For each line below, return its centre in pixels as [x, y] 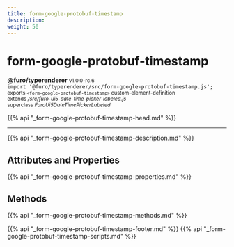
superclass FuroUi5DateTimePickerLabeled [59, 105]
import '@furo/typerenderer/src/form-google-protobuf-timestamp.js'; [110, 87]
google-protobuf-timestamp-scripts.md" [65, 236]
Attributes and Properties [63, 160]
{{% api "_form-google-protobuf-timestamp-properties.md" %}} [99, 177]
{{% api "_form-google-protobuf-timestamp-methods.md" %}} [97, 215]
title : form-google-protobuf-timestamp [65, 14]
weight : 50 [23, 26]
